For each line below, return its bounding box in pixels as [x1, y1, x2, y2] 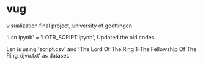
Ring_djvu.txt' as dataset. [6, 52, 70, 59]
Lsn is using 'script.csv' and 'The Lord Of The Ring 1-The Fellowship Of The [6, 45, 197, 53]
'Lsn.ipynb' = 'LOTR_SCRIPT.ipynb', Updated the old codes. [6, 33, 156, 41]
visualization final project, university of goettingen [6, 22, 133, 29]
